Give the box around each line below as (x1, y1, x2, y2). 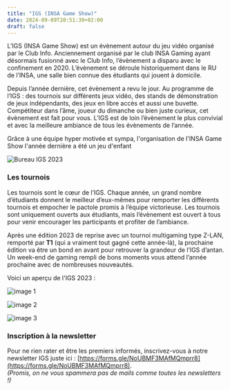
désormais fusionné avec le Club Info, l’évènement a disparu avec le (7, 57, 202, 65)
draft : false (7, 23, 45, 30)
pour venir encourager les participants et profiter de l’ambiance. (7, 217, 189, 226)
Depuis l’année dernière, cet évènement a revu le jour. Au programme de (7, 84, 214, 93)
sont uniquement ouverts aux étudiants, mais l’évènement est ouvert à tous (7, 210, 221, 218)
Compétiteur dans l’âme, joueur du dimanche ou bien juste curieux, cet (7, 106, 209, 115)
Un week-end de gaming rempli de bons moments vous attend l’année (7, 253, 207, 261)
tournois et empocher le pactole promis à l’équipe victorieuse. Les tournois (7, 203, 220, 211)
